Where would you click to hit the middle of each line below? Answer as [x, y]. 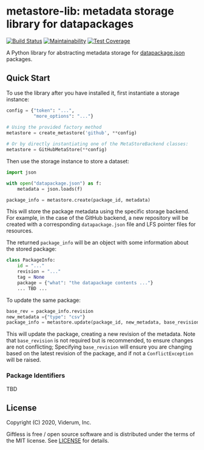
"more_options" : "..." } [63, 116]
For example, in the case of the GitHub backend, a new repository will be [97, 218]
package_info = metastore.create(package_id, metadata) [78, 200]
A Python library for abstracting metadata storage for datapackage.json [96, 52]
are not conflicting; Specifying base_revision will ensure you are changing [99, 347]
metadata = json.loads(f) [50, 189]
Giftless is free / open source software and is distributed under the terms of [101, 434]
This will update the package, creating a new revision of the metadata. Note [101, 334]
